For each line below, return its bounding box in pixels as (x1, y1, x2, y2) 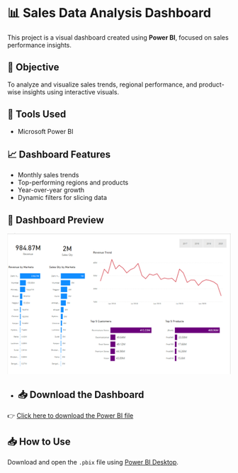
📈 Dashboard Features (7, 148, 111, 160)
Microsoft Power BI (17, 127, 74, 135)
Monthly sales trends (17, 171, 79, 179)
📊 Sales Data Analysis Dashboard (7, 5, 211, 21)
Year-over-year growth (17, 186, 85, 194)
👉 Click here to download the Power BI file (7, 411, 134, 420)
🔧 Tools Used (7, 108, 67, 121)
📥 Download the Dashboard (17, 389, 144, 401)
